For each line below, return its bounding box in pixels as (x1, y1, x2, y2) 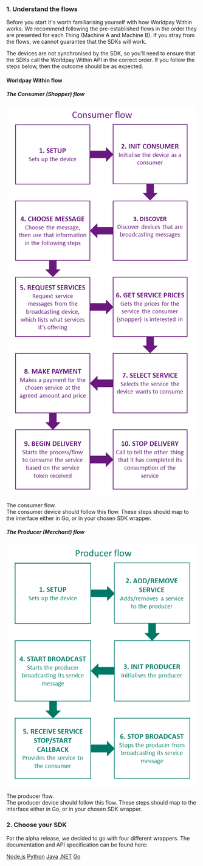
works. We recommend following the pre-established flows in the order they (6, 25, 198, 32)
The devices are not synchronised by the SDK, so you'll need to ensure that (6, 50, 196, 57)
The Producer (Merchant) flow (6, 528, 85, 536)
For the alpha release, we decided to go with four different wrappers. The (6, 834, 190, 842)
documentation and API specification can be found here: (6, 841, 148, 848)
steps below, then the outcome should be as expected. (6, 63, 144, 70)
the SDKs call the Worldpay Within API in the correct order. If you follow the (6, 57, 195, 64)
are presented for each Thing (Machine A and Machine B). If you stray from (6, 32, 195, 39)
